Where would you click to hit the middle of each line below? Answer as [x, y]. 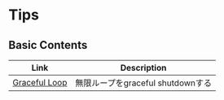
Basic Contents [48, 45]
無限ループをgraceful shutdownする [143, 83]
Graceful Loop [40, 83]
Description [143, 68]
